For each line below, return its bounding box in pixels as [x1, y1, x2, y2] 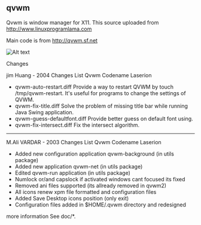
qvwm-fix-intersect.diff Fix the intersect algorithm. [14, 121, 140, 129]
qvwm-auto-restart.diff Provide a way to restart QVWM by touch [14, 83, 174, 90]
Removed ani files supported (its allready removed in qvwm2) [14, 182, 166, 189]
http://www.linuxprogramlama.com [6, 25, 92, 32]
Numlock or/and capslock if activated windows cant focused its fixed [14, 175, 185, 183]
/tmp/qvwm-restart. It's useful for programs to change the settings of [14, 89, 187, 96]
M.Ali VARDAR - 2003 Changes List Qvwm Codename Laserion [6, 138, 162, 145]
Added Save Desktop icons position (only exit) [14, 194, 129, 202]
